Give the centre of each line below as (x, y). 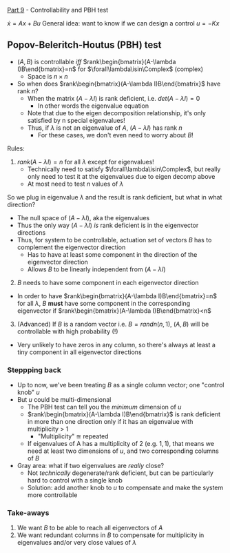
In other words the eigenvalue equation (93, 106)
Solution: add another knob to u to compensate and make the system (125, 488)
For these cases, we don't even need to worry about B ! (116, 135)
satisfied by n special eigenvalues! (76, 120)
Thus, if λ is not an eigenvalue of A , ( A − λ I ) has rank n (105, 128)
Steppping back (34, 370)
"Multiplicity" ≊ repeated (73, 436)
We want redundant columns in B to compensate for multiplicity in (111, 535)
